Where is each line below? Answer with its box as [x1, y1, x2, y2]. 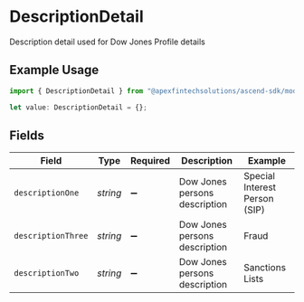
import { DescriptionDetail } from [9, 86, 144, 96]
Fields [9, 127, 45, 143]
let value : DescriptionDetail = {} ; [9, 102, 147, 112]
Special [243, 170, 276, 183]
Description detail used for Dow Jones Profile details [9, 36, 205, 47]
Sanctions [243, 261, 287, 274]
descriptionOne [14, 188, 80, 198]
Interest [243, 181, 277, 193]
